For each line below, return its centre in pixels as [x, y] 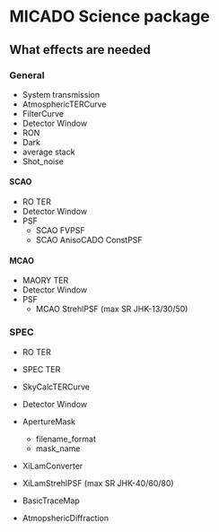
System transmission [61, 94]
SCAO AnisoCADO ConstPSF [89, 240]
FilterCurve [43, 113]
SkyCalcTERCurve [56, 387]
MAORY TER [45, 281]
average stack [48, 152]
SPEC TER [41, 369]
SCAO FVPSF [60, 231]
